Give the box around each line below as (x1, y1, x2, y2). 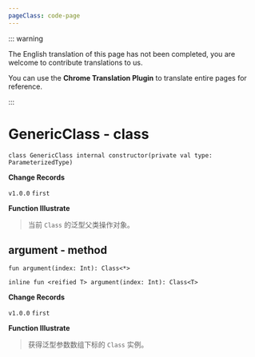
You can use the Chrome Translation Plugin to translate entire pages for (8, 73, 248, 82)
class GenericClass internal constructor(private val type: (8, 151, 213, 160)
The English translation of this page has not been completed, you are (8, 49, 236, 58)
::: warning (8, 34, 44, 43)
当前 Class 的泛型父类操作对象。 (27, 220, 134, 229)
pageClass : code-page (8, 11, 81, 20)
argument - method (8, 243, 108, 256)
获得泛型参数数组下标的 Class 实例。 (27, 340, 149, 350)
